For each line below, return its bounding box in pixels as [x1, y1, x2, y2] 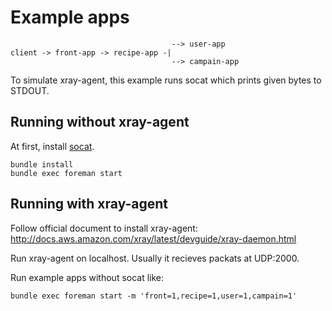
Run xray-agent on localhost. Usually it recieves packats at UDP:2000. [10, 252, 300, 264]
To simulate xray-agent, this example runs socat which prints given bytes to [10, 74, 322, 86]
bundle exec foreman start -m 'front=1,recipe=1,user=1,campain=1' [10, 291, 298, 301]
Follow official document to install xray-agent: [10, 222, 198, 234]
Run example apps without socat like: [10, 271, 165, 283]
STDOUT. [10, 84, 50, 96]
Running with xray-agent [10, 196, 168, 213]
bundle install [10, 159, 74, 170]
